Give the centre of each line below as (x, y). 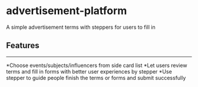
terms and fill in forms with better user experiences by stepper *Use (89, 71)
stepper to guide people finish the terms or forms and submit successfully (96, 78)
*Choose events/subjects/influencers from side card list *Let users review (97, 65)
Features (23, 46)
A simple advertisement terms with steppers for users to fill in (81, 27)
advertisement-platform (67, 11)
